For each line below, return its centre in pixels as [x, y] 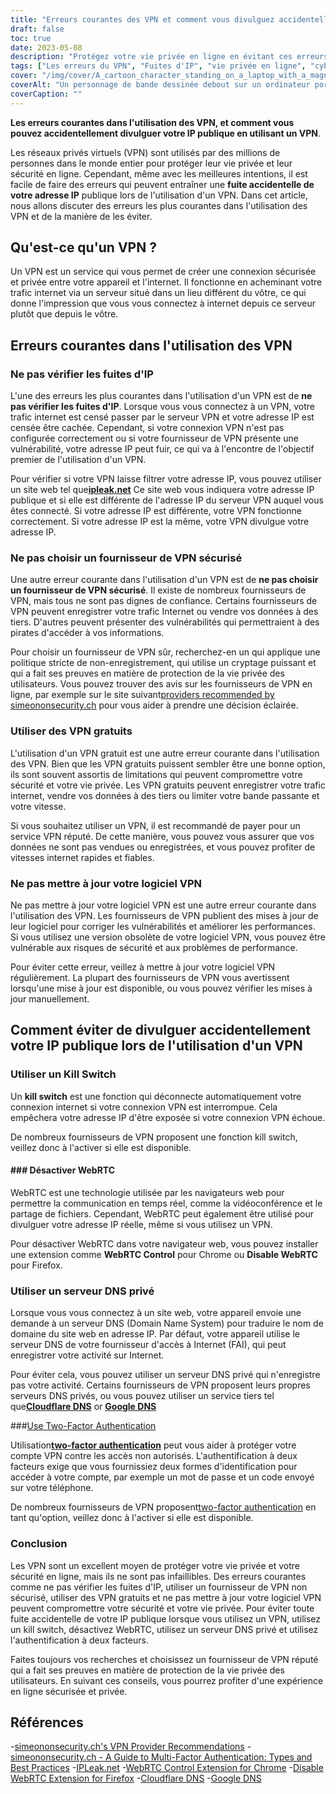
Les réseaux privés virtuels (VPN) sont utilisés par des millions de [145, 152]
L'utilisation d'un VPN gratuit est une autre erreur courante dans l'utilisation [165, 753]
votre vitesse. [38, 806]
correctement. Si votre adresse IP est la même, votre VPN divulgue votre [160, 522]
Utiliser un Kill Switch [63, 1074]
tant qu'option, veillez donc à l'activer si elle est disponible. [132, 1518]
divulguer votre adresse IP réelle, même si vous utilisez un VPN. [141, 1224]
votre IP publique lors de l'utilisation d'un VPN [156, 1046]
